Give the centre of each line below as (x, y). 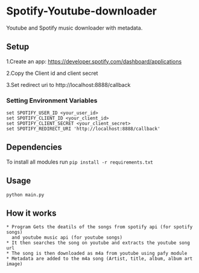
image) (14, 264)
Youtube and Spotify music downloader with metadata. (74, 28)
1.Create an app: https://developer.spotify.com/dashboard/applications (94, 61)
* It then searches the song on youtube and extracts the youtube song (98, 243)
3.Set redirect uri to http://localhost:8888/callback (68, 85)
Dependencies (34, 147)
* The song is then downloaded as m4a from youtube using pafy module (97, 254)
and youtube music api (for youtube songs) (67, 238)
